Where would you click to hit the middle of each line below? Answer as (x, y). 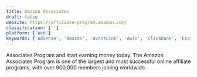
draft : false (22, 17)
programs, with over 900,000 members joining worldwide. (76, 67)
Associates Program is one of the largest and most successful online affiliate (98, 61)
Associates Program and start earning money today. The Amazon (85, 55)
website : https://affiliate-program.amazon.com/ (67, 22)
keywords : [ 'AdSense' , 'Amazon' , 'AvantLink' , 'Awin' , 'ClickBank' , (91, 38)
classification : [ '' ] (33, 28)
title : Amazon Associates (38, 11)
